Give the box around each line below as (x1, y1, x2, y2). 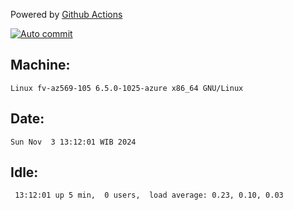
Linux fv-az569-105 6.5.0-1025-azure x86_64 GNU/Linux (10, 83, 244, 93)
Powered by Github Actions (10, 9, 123, 20)
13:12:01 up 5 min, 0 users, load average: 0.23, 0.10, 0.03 (14, 190, 284, 201)
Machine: (10, 57, 71, 74)
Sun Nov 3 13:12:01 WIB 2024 (10, 137, 137, 147)
